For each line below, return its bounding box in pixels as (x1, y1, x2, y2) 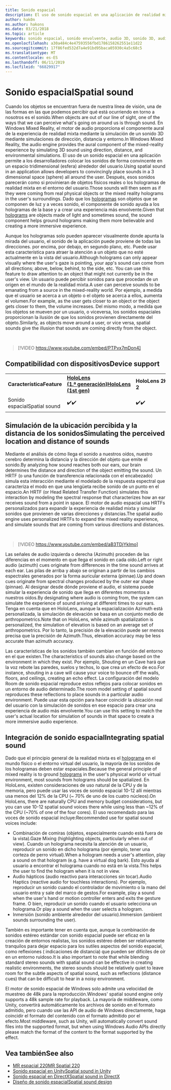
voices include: (5, 820, 37, 826)
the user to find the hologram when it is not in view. (12, 868, 121, 874)
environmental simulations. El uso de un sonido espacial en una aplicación (5, 152, 161, 158)
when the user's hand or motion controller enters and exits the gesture (12, 895, 161, 901)
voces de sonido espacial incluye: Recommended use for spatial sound (5, 815, 154, 821)
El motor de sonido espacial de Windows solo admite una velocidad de (5, 985, 154, 991)
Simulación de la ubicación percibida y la (5, 421, 137, 430)
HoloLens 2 (135, 377, 164, 384)
